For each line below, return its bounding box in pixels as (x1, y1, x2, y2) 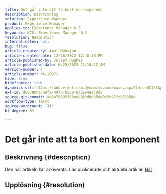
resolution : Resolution (5, 35, 54, 40)
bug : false (5, 44, 28, 49)
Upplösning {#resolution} (5, 181, 85, 189)
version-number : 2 (5, 67, 43, 72)
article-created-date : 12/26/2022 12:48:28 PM (5, 53, 103, 58)
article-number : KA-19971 (5, 72, 58, 77)
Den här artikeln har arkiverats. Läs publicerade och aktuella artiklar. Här (5, 166, 152, 172)
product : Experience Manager (5, 21, 65, 26)
